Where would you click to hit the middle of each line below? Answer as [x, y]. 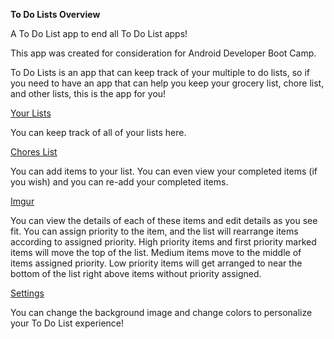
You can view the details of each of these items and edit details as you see [164, 220]
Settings [27, 293]
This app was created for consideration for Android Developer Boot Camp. [163, 53]
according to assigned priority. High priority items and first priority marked [163, 242]
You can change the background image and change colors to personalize [161, 312]
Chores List [34, 152]
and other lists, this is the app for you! [88, 93]
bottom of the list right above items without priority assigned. [136, 273]
